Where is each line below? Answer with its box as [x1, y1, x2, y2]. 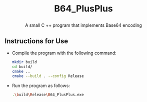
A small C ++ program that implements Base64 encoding [25, 22, 142, 28]
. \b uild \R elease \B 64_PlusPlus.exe [11, 92, 84, 97]
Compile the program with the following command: [11, 50, 117, 56]
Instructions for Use [4, 37, 68, 45]
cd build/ [11, 64, 33, 69]
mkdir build [11, 60, 37, 65]
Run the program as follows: [11, 83, 70, 89]
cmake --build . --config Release [11, 73, 84, 79]
